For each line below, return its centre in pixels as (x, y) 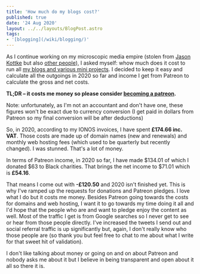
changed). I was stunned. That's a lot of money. (65, 148)
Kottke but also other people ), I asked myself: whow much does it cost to (96, 63)
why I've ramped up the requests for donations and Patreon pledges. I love (98, 191)
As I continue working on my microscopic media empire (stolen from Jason (99, 57)
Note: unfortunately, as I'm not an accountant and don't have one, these (95, 105)
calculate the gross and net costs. (48, 82)
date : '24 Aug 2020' (32, 23)
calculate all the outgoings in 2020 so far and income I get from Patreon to (98, 76)
